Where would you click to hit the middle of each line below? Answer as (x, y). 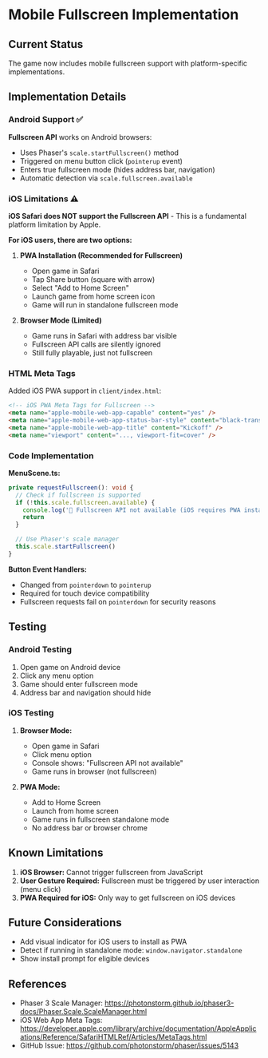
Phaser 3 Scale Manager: (61, 1003)
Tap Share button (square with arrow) (93, 279)
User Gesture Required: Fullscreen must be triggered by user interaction (140, 881)
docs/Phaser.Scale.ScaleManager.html (83, 1012)
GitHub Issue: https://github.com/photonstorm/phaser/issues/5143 (129, 1046)
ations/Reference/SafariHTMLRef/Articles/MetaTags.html (113, 1037)
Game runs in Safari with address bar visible (104, 335)
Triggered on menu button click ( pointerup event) (101, 160)
